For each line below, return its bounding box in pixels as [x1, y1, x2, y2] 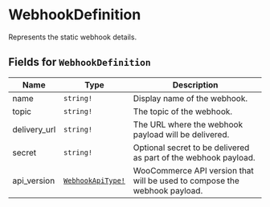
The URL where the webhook [133, 119, 243, 130]
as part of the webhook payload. [133, 152, 256, 163]
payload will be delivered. [133, 128, 230, 140]
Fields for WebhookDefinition [8, 55, 151, 69]
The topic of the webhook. [133, 106, 233, 117]
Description [172, 79, 219, 90]
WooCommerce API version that [133, 164, 255, 176]
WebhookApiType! [63, 176, 126, 185]
